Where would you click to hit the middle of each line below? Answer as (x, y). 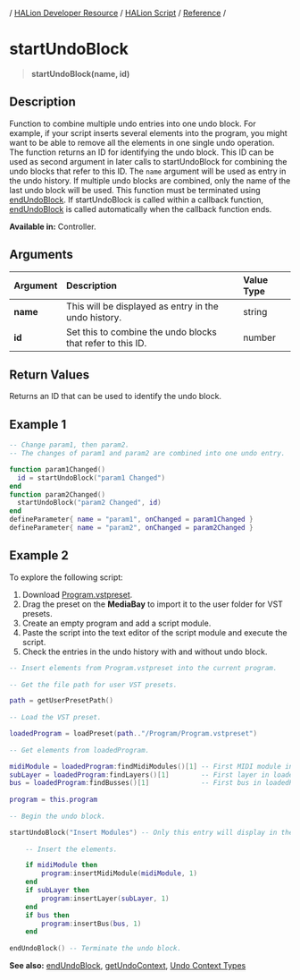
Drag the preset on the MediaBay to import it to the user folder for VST (153, 604)
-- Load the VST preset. (55, 718)
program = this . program (54, 800)
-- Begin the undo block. (57, 816)
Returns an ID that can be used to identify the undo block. (115, 396)
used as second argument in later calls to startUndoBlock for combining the (148, 161)
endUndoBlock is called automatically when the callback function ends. (141, 209)
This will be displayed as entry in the (142, 306)
